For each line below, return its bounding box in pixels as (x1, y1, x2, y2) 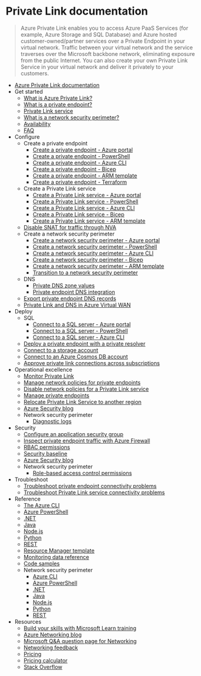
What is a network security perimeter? (23, 114, 120, 121)
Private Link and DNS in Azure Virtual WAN (23, 301, 131, 308)
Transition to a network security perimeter (32, 269, 138, 276)
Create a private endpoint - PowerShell (32, 152, 131, 159)
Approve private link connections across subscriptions (23, 359, 160, 366)
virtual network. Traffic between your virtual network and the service (20, 44, 193, 51)
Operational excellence (14, 366, 72, 373)
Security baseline (23, 450, 67, 457)
